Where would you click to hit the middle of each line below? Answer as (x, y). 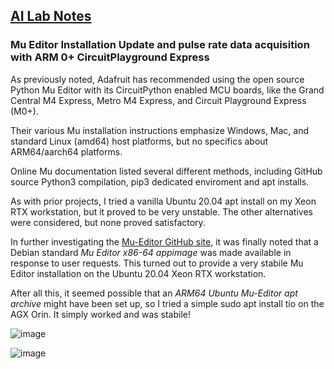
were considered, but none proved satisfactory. (108, 222)
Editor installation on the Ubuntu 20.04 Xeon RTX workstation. (138, 273)
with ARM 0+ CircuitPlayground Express (110, 57)
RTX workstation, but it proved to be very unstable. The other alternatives (161, 211)
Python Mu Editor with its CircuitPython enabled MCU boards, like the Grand (167, 90)
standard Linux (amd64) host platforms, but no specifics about (139, 141)
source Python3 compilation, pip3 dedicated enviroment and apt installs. (160, 181)
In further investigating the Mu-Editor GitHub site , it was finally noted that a (164, 241)
